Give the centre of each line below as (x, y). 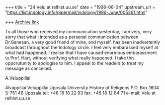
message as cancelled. (29, 68)
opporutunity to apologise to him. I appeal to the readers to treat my (75, 63)
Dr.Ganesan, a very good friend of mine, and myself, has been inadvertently (83, 42)
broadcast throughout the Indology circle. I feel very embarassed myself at (82, 47)
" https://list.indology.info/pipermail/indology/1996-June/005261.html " (76, 12)
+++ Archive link (22, 22)
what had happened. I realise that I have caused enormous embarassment (81, 52)
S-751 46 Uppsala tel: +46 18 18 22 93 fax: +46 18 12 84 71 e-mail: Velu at (80, 93)
